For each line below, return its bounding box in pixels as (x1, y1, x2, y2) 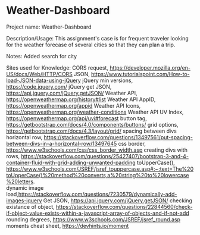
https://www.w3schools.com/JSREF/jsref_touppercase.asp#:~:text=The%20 (6, 165, 194, 173)
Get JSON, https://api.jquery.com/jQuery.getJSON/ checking (43, 197, 192, 204)
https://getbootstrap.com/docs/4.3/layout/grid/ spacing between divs (6, 127, 177, 134)
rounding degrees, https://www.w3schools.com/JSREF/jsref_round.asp (6, 215, 180, 223)
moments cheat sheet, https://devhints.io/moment (6, 222, 129, 229)
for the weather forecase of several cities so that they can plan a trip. (6, 41, 176, 48)
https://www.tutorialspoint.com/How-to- (91, 70, 190, 77)
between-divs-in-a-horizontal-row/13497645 (6, 140, 117, 147)
